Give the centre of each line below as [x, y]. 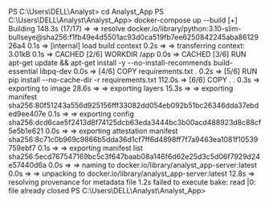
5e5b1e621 [26, 131]
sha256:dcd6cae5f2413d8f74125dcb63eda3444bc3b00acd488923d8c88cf [135, 122]
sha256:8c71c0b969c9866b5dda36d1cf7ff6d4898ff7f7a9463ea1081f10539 [133, 139]
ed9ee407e [27, 114]
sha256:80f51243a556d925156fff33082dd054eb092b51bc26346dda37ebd [134, 105]
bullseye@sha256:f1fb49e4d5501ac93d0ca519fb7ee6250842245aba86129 [134, 37]
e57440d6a [27, 165]
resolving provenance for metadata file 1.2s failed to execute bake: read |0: [132, 182]
